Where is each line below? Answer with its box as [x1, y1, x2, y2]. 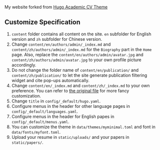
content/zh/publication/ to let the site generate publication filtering [11, 72, 147, 78]
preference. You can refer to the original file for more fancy [11, 87, 129, 94]
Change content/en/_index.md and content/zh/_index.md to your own [11, 83, 150, 88]
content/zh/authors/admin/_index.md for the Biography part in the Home [11, 46, 152, 52]
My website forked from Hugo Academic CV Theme [4, 4, 108, 10]
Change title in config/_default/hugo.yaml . [11, 98, 101, 104]
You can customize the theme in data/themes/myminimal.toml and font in [11, 124, 156, 130]
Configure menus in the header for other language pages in [11, 103, 130, 109]
